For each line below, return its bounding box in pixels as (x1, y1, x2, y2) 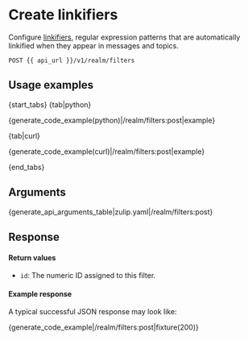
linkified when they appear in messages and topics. (8, 40, 180, 50)
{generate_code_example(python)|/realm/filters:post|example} (8, 115, 216, 125)
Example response (8, 288, 72, 299)
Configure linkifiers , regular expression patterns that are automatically (8, 32, 241, 42)
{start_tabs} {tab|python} (8, 99, 92, 110)
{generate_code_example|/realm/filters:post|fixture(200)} (8, 322, 199, 332)
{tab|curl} (8, 131, 40, 140)
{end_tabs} (8, 162, 45, 172)
